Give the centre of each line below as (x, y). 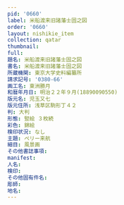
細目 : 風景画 (24, 145)
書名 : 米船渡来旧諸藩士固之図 (45, 66)
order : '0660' (28, 27)
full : (15, 54)
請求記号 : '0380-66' (35, 79)
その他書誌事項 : (27, 151)
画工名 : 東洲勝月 (29, 86)
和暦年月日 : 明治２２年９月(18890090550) (63, 92)
